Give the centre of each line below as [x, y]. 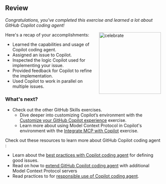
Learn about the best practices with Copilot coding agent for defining [83, 155]
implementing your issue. [38, 65]
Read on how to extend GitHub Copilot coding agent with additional [81, 166]
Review [17, 8]
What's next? [21, 99]
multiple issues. [28, 86]
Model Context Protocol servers [45, 171]
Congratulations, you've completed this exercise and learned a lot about [79, 20]
